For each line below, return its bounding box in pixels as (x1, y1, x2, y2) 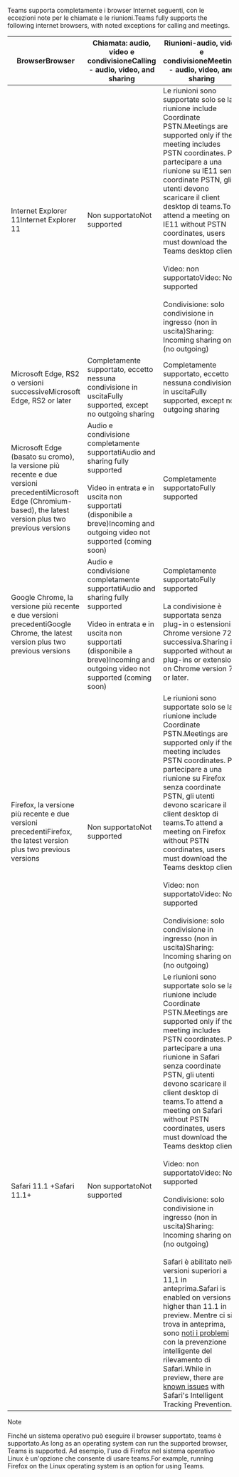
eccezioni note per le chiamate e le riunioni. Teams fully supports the (7, 14, 208, 22)
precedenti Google (11, 619, 72, 629)
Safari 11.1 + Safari (11, 1181, 75, 1191)
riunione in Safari (163, 1052, 221, 1062)
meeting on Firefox (163, 826, 226, 836)
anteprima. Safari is (163, 1284, 226, 1293)
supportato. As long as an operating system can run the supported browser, (7, 1439, 228, 1447)
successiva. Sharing (163, 637, 229, 647)
